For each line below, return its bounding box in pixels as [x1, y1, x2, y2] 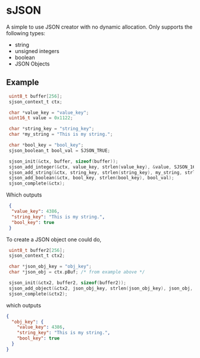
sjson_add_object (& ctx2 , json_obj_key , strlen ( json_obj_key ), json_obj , [8, 285, 193, 291]
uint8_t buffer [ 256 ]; [8, 93, 62, 99]
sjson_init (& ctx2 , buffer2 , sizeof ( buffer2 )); [8, 280, 127, 286]
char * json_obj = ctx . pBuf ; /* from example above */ [8, 269, 145, 275]
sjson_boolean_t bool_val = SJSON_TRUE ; [8, 147, 111, 154]
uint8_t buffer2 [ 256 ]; [8, 247, 65, 253]
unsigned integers [14, 47, 60, 54]
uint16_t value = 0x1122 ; [8, 115, 73, 121]
